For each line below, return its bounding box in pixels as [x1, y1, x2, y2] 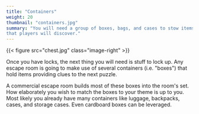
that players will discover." [6, 31, 81, 37]
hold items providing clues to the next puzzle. [6, 71, 117, 78]
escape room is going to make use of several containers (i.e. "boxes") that [6, 64, 188, 71]
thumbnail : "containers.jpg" [6, 19, 78, 25]
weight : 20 [6, 14, 33, 20]
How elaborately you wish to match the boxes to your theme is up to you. [6, 89, 185, 96]
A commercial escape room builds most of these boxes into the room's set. [6, 82, 190, 89]
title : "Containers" [6, 8, 57, 15]
